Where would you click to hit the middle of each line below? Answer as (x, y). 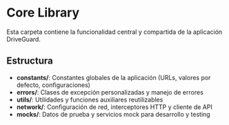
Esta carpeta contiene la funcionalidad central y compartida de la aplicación (114, 32)
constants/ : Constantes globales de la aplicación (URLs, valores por (113, 77)
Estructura (30, 61)
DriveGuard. (23, 39)
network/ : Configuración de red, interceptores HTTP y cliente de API (114, 107)
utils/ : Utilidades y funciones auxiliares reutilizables (90, 99)
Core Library (43, 13)
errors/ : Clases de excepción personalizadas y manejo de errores (110, 92)
